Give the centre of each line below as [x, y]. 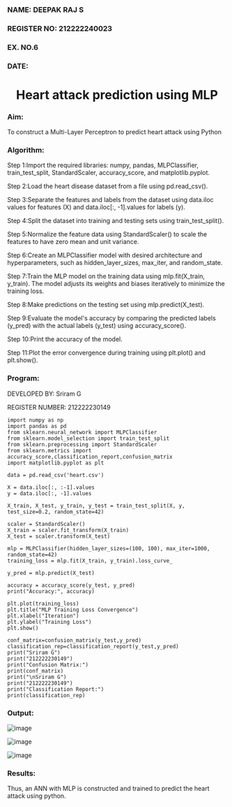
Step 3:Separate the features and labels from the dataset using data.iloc [110, 200]
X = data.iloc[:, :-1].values [51, 487]
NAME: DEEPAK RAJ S [46, 10]
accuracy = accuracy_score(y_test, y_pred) [71, 585]
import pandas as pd [37, 426]
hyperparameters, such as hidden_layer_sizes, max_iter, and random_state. [115, 263]
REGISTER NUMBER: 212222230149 [59, 407]
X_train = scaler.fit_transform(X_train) [68, 530]
